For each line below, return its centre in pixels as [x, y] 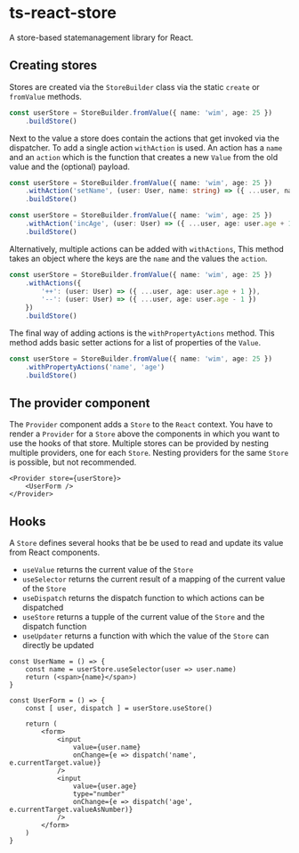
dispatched [43, 607]
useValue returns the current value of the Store [108, 570]
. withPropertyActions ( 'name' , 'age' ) [95, 367]
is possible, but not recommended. [73, 462]
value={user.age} [105, 786]
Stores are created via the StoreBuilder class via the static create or [134, 86]
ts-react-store [63, 13]
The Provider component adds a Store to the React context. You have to [141, 425]
